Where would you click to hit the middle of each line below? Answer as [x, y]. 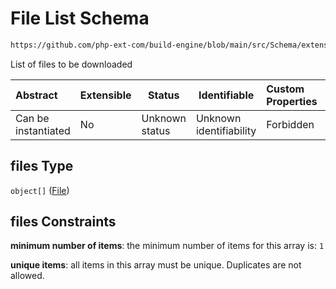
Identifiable [226, 95]
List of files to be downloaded [71, 64]
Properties [292, 101]
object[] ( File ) [40, 190]
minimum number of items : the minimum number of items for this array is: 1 [167, 246]
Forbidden [290, 124]
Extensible [105, 95]
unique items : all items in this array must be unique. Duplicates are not [156, 265]
